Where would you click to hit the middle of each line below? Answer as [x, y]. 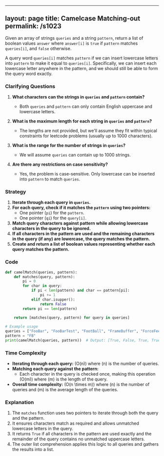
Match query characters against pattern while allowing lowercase [80, 223]
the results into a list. [33, 450]
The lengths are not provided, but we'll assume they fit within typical [88, 131]
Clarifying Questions [30, 86]
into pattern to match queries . [50, 179]
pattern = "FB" [20, 336]
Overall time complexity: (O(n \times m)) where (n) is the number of [81, 384]
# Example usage [21, 327]
